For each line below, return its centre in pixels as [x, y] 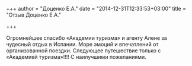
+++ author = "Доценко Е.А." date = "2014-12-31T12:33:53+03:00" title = [96, 9]
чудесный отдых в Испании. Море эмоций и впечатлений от [82, 44]
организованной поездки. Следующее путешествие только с [84, 51]
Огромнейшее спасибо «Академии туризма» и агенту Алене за [87, 38]
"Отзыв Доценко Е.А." [34, 15]
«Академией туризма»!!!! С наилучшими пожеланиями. [76, 57]
